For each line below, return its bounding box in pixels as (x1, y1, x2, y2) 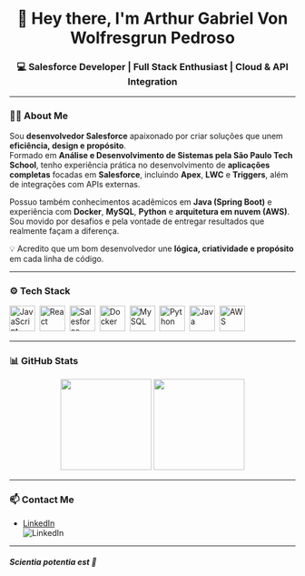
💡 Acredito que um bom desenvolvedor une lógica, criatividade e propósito (9, 243, 294, 254)
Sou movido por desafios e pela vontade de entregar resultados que (9, 216, 265, 227)
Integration (127, 76, 178, 88)
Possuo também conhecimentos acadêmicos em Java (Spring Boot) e (9, 196, 272, 207)
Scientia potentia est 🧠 (9, 557, 97, 568)
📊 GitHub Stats (9, 355, 79, 367)
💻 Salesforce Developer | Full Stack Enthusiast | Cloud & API (16, 61, 289, 74)
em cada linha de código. (9, 253, 104, 264)
